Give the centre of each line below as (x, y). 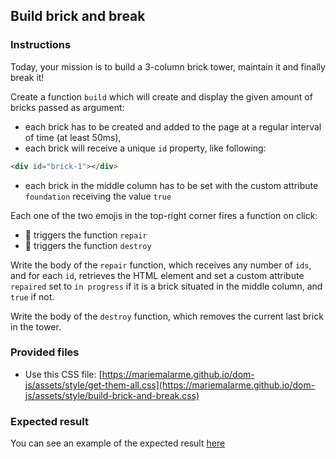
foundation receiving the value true (98, 196)
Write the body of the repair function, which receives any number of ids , (161, 265)
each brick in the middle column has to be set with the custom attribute (171, 185)
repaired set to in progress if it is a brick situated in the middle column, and (166, 286)
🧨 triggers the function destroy (88, 245)
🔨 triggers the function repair (86, 235)
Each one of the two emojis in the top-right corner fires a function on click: (164, 215)
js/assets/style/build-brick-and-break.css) (112, 395)
